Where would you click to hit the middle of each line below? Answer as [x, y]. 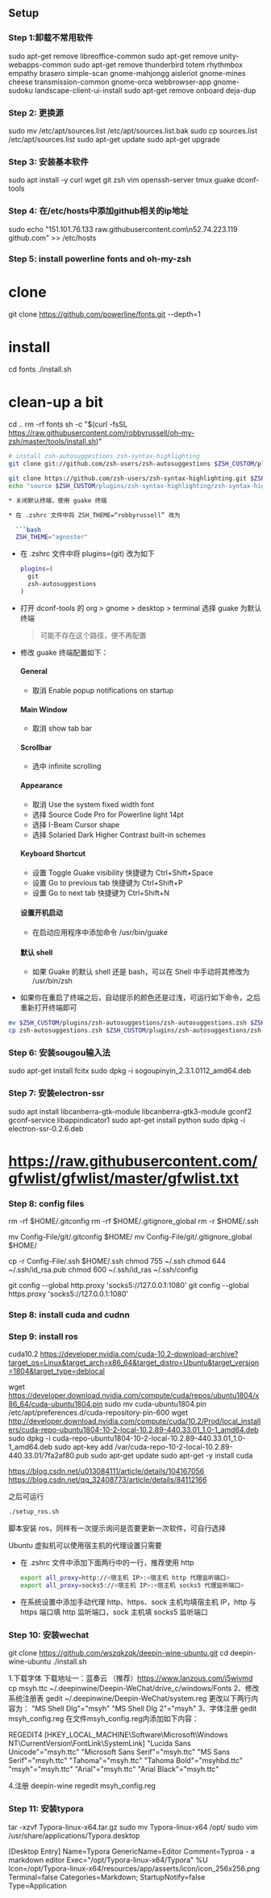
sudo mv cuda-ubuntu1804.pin [156, 1404]
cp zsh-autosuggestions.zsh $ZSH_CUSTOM [77, 1031]
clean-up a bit [56, 402]
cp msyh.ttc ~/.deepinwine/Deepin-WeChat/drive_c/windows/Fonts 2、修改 [134, 1689]
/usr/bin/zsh [52, 981]
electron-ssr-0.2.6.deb [46, 1128]
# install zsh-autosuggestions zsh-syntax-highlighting [104, 457]
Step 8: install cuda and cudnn [69, 1315]
